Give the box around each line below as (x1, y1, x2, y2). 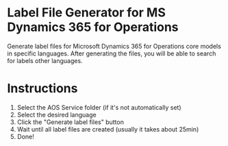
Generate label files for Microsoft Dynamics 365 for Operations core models (7, 42, 221, 50)
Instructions (7, 81, 78, 97)
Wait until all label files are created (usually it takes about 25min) (16, 125, 199, 133)
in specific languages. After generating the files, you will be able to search (7, 49, 216, 58)
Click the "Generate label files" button (16, 118, 125, 126)
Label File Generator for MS (7, 5, 166, 21)
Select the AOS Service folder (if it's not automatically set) (16, 103, 181, 111)
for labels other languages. (7, 56, 84, 64)
